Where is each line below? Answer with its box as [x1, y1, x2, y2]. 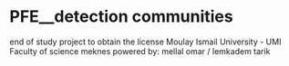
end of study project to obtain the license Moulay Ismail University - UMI [9, 36, 282, 47]
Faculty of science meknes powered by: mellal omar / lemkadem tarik [9, 45, 271, 56]
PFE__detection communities [9, 6, 234, 27]
